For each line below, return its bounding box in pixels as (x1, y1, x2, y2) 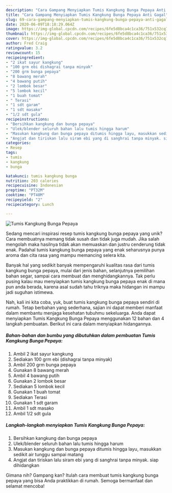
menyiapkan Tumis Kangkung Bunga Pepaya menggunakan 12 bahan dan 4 (6, 315, 164, 321)
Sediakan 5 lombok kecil (13, 383, 65, 389)
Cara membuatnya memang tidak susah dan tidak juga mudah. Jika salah (6, 236, 160, 242)
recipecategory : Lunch (6, 202, 54, 207)
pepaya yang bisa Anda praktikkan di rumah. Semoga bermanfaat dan (6, 477, 153, 483)
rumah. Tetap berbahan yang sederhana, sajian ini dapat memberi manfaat (6, 304, 163, 311)
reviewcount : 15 (6, 50, 40, 55)
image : (6, 27, 20, 32)
